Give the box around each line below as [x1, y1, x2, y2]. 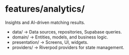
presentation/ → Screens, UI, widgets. [12, 39, 89, 45]
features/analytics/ [5, 3, 85, 15]
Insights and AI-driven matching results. [5, 19, 85, 25]
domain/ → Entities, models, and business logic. [12, 34, 109, 40]
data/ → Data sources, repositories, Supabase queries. [12, 29, 122, 35]
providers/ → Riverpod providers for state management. [12, 44, 125, 50]
